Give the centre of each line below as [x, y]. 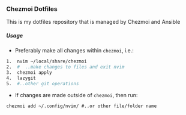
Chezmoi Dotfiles [32, 9]
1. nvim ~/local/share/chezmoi [46, 61]
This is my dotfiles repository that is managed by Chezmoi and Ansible [93, 22]
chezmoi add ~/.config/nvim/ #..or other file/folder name [82, 106]
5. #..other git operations [43, 83]
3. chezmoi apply [29, 73]
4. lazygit [21, 78]
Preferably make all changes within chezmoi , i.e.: [74, 51]
